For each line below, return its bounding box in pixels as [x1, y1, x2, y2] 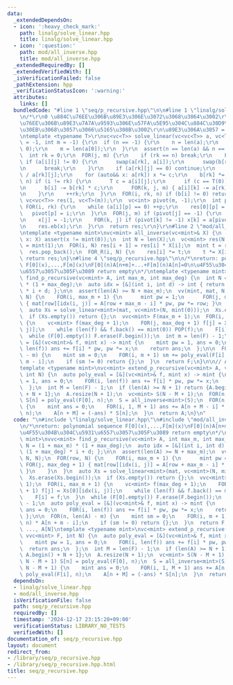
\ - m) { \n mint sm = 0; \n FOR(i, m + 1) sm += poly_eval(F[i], [19, 352, 228, 359]
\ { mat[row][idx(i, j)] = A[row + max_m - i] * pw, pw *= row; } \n [19, 300, 222, 307]
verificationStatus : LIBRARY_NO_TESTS [13, 623, 126, 630]
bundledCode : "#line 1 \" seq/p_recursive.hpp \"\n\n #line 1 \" [13, 107, 197, 114]
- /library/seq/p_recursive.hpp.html [7, 661, 116, 668]
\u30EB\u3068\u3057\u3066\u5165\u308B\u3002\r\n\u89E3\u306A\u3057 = [19, 126, 225, 133]
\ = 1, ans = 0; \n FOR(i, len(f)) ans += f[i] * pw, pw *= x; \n [19, 377, 218, 385]
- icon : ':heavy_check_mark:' [13, 23, 101, 30]
